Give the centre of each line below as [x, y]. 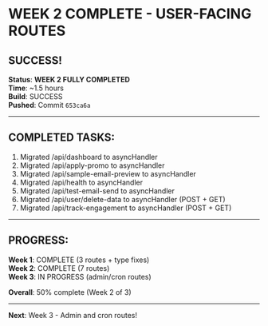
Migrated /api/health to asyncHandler [81, 182]
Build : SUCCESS [35, 96]
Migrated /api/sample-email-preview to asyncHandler [108, 173]
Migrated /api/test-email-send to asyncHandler [97, 191]
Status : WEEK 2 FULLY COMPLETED [69, 80]
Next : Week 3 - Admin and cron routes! [73, 315]
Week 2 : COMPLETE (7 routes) [59, 268]
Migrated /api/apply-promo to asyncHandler [92, 165]
